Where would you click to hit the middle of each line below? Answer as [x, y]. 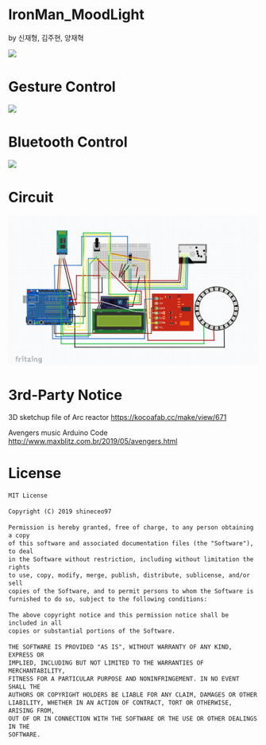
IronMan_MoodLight [77, 15]
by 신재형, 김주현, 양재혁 [46, 37]
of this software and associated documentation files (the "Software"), [131, 543]
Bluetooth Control [68, 142]
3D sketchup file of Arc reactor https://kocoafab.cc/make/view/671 [118, 417]
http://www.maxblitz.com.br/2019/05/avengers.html [93, 441]
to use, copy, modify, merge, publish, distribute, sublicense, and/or [129, 575]
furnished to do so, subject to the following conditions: [108, 599]
